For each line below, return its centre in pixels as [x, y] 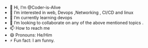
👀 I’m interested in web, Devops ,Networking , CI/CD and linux [71, 12]
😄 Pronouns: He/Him [31, 35]
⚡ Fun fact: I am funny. [32, 40]
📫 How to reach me [30, 28]
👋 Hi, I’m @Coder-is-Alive [35, 7]
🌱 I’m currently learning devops [41, 18]
